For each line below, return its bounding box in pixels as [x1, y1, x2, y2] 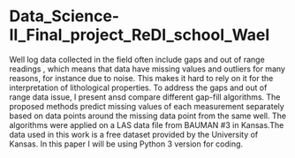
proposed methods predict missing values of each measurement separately [9, 101, 284, 111]
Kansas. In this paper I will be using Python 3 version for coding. [9, 139, 244, 149]
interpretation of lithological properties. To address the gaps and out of [9, 82, 268, 93]
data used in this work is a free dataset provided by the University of [9, 129, 259, 139]
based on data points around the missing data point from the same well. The [9, 110, 287, 121]
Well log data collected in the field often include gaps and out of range [9, 54, 265, 64]
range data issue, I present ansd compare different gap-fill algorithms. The [9, 91, 281, 102]
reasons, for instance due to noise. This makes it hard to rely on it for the [9, 72, 274, 83]
